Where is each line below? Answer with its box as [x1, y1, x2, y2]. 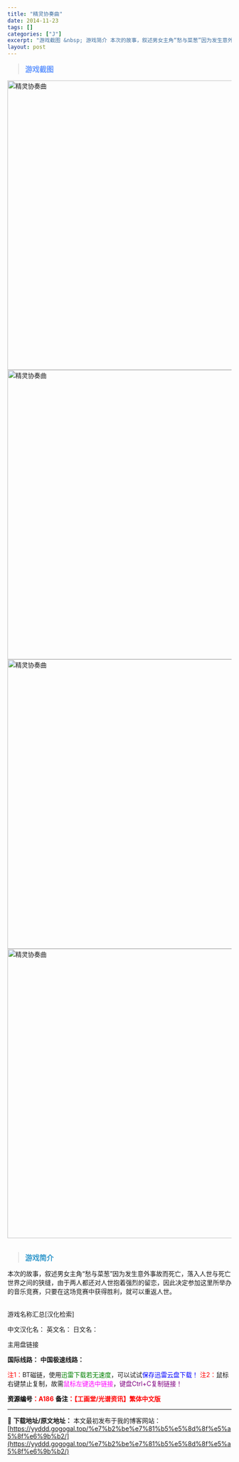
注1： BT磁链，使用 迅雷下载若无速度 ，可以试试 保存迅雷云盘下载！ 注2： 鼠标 [7, 1371, 229, 1379]
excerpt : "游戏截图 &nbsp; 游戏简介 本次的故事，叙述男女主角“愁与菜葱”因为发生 [7, 37, 223, 44]
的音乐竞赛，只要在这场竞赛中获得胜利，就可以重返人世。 [7, 1287, 176, 1295]
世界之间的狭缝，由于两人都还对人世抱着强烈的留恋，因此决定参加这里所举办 [7, 1278, 232, 1287]
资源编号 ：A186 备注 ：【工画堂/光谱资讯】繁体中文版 [7, 1394, 161, 1403]
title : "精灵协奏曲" [7, 10, 63, 18]
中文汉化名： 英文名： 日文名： [7, 1325, 98, 1333]
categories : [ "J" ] [7, 30, 62, 38]
